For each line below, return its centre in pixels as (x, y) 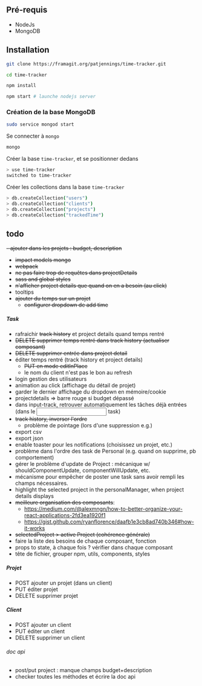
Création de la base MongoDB (51, 112)
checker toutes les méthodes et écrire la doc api (75, 677)
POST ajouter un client (43, 625)
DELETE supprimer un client (50, 638)
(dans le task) (68, 412)
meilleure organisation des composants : (65, 503)
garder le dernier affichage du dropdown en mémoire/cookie (90, 392)
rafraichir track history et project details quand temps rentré (90, 334)
